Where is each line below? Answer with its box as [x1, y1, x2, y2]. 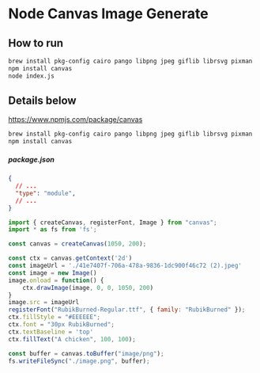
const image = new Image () [8, 268, 97, 277]
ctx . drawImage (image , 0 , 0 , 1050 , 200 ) [22, 284, 154, 291]
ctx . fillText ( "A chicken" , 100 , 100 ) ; [8, 335, 136, 343]
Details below [8, 94, 77, 108]
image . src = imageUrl [8, 299, 80, 306]
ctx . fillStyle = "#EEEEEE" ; [8, 314, 101, 322]
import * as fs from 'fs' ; [8, 226, 97, 234]
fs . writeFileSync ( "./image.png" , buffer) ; [8, 357, 150, 365]
